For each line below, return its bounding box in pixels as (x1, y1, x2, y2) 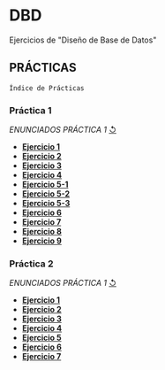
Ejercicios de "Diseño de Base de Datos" (9, 35, 157, 45)
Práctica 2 (9, 258, 55, 270)
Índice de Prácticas (9, 83, 86, 93)
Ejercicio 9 (21, 235, 62, 246)
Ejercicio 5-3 (21, 198, 71, 209)
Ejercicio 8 (21, 227, 62, 237)
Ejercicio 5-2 (21, 189, 71, 199)
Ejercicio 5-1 (21, 179, 69, 190)
